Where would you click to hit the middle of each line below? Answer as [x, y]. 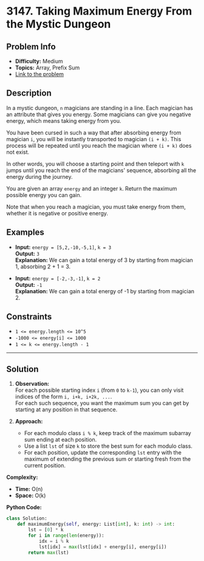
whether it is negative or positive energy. [57, 213]
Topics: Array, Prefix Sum [47, 68]
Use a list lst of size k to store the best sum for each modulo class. [108, 446]
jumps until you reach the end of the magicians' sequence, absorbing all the [101, 170]
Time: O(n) [29, 489]
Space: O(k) [30, 496]
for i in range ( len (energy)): [66, 535]
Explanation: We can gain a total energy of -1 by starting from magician [105, 291]
